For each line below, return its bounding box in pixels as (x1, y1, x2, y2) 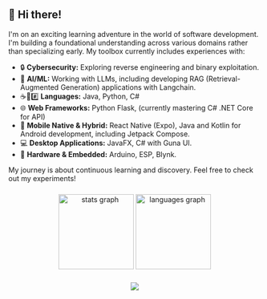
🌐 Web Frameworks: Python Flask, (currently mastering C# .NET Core (19, 103, 254, 112)
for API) (19, 111, 46, 121)
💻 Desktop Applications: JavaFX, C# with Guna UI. (19, 138, 192, 147)
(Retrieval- (205, 74, 241, 83)
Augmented (19, 82, 59, 92)
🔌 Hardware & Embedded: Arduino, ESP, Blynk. (19, 149, 177, 159)
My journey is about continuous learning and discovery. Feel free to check (8, 165, 254, 175)
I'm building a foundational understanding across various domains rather (8, 38, 249, 47)
